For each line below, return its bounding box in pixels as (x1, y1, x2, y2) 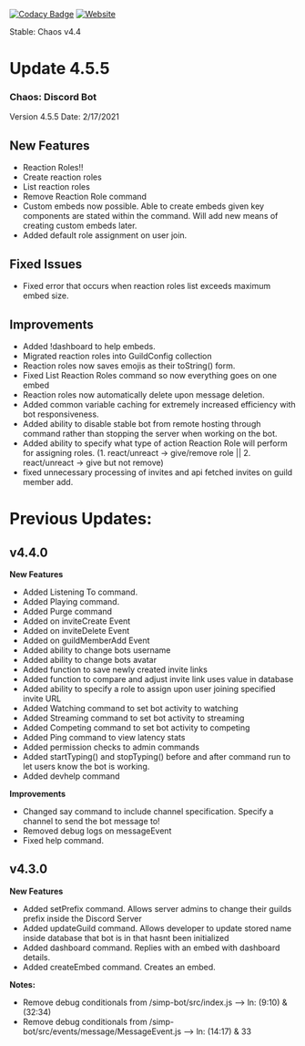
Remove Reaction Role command (22, 192, 147, 202)
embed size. (22, 290, 69, 301)
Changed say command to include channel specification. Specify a (22, 805, 274, 816)
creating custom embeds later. (22, 220, 137, 232)
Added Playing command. (22, 595, 120, 606)
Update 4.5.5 (9, 58, 110, 79)
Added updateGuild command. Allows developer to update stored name (22, 922, 292, 934)
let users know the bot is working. (22, 761, 150, 772)
